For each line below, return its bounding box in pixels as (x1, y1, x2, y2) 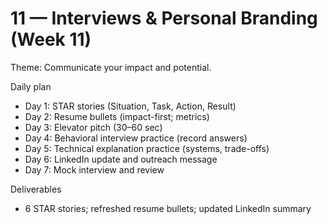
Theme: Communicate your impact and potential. (10, 61, 212, 73)
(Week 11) (10, 28, 92, 51)
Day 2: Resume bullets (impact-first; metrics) (24, 110, 210, 122)
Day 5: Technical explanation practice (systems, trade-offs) (24, 142, 270, 154)
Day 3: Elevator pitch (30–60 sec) (24, 121, 163, 133)
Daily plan (10, 80, 52, 92)
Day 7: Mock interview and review (24, 163, 165, 176)
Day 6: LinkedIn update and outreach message (24, 153, 218, 165)
